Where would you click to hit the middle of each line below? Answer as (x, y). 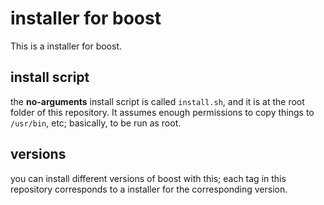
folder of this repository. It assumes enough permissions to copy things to (162, 112)
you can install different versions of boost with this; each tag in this (148, 178)
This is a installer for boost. (66, 46)
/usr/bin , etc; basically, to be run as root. (96, 123)
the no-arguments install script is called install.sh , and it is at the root (157, 101)
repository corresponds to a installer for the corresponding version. (149, 189)
